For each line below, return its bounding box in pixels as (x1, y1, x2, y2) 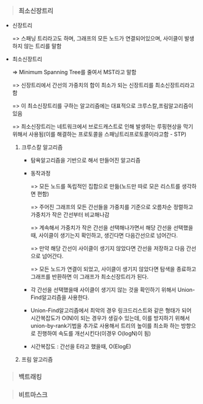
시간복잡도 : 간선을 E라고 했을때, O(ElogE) (30, 343, 132, 350)
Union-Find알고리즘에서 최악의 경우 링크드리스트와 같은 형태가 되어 (30, 307, 192, 314)
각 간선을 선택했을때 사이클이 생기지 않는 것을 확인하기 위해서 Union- (30, 286, 195, 294)
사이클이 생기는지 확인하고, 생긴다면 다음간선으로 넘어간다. (39, 232, 178, 239)
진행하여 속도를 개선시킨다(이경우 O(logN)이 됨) (37, 330, 151, 337)
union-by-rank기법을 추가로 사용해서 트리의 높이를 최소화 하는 (30, 322, 180, 330)
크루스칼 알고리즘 (21, 143, 63, 151)
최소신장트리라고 (155, 82, 195, 89)
